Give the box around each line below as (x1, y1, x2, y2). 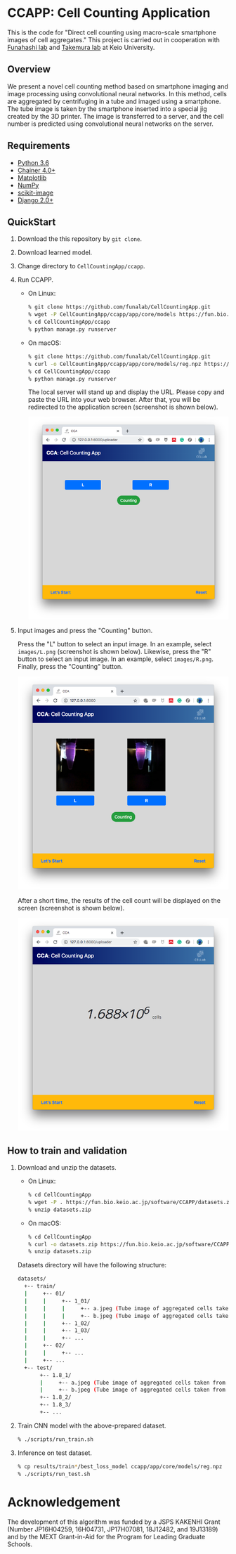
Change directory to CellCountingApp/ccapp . (17, 262, 145, 270)
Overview (7, 63, 51, 75)
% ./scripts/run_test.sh (17, 1470, 91, 1477)
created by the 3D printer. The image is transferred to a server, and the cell (7, 112, 224, 120)
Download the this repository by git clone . (17, 235, 143, 243)
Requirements (7, 140, 70, 152)
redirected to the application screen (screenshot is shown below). (27, 403, 218, 412)
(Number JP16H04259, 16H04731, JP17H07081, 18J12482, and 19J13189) (7, 1524, 218, 1533)
